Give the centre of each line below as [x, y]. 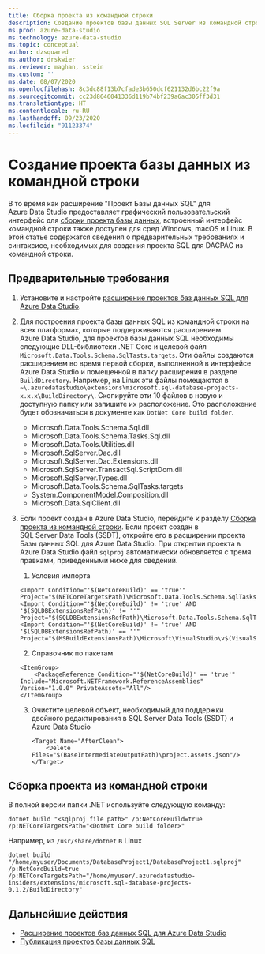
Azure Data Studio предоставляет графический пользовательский [119, 212]
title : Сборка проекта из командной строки [81, 15]
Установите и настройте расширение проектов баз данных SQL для [134, 298]
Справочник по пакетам [72, 653]
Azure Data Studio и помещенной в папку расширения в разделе [129, 371]
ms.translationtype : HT [47, 103]
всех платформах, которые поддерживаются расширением [120, 329]
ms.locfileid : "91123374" [50, 126]
